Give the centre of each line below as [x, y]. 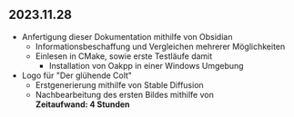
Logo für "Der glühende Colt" [77, 75]
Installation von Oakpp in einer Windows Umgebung [146, 65]
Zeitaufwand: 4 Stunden [82, 104]
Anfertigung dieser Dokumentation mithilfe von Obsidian [127, 36]
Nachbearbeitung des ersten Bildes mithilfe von [125, 94]
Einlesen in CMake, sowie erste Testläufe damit [124, 56]
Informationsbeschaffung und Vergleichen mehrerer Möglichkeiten [160, 46]
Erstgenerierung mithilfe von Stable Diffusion [119, 84]
